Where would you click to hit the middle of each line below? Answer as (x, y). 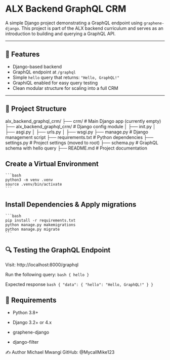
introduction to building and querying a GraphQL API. (60, 33)
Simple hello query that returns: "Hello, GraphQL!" (66, 77)
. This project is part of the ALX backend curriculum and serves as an (91, 28)
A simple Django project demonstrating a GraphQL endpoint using (74, 23)
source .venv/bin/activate (34, 185)
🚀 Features (23, 55)
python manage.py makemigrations (40, 225)
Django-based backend (37, 66)
